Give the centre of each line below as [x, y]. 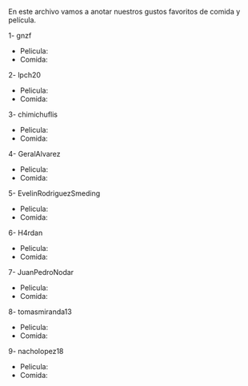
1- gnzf [20, 36]
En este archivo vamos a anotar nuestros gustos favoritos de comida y [124, 12]
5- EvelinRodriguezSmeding [54, 193]
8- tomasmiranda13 [40, 312]
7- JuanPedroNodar [41, 272]
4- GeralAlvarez [35, 154]
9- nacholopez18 [36, 351]
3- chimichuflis [33, 114]
